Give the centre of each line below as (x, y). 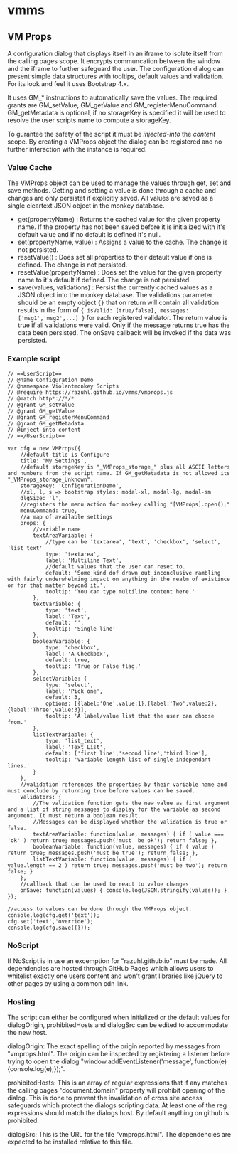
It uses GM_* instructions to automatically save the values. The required (112, 97)
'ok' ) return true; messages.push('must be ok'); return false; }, (113, 840)
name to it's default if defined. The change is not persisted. (104, 280)
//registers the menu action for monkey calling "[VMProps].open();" (125, 504)
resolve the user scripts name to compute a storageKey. (89, 120)
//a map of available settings (66, 517)
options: (58, 703)
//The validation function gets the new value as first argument (132, 803)
